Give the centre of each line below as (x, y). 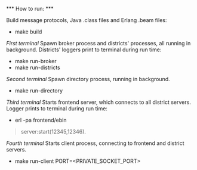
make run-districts (38, 67)
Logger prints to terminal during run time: (57, 109)
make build (28, 32)
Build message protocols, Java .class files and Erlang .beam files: (87, 20)
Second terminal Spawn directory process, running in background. (88, 79)
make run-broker (36, 61)
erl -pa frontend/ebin (41, 120)
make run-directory (39, 91)
